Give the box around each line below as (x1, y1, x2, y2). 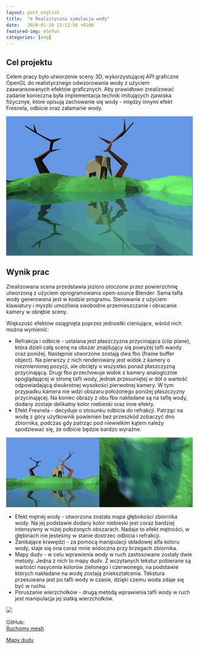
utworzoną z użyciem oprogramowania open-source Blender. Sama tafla (6, 289, 184, 296)
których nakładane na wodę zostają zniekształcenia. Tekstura (14, 570, 165, 577)
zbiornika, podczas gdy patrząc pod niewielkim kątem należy (14, 419, 164, 426)
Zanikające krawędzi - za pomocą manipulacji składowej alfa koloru (14, 538, 179, 545)
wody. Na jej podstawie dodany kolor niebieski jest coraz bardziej (14, 519, 175, 527)
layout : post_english (6, 9, 60, 15)
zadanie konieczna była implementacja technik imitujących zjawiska (6, 92, 172, 99)
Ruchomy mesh (6, 625, 44, 632)
